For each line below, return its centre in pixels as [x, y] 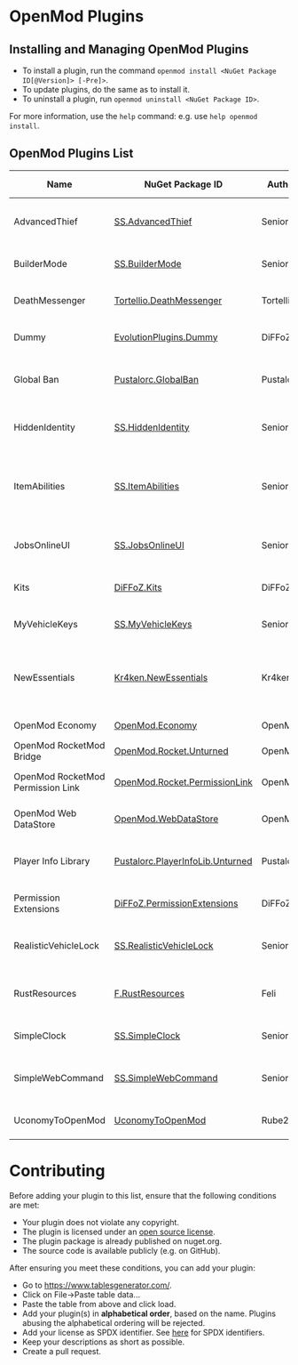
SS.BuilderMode [148, 263]
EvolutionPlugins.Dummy [166, 337]
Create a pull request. [62, 1351]
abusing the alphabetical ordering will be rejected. [114, 1322]
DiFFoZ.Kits [138, 587]
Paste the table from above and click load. [99, 1304]
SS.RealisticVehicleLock [164, 945]
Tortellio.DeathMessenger [168, 300]
